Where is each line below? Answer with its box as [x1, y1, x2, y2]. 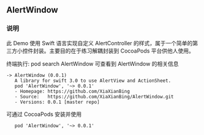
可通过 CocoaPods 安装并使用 [6, 110, 82, 118]
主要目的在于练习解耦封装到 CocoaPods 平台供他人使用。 [48, 47, 195, 54]
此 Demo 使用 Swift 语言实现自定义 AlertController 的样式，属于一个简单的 [6, 39, 193, 46]
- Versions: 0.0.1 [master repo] [14, 99, 100, 105]
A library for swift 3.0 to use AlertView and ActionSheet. [14, 78, 172, 84]
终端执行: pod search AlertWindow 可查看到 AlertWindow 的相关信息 [6, 60, 179, 67]
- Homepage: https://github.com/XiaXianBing [14, 88, 130, 94]
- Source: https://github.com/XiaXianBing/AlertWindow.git [14, 93, 174, 100]
